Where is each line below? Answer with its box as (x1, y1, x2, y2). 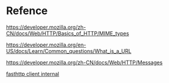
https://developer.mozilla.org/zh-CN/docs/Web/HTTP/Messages (6, 59, 163, 66)
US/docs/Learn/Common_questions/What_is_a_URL (6, 47, 131, 54)
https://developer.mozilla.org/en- (6, 41, 87, 48)
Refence (6, 4, 48, 18)
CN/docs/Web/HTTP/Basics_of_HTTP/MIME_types (6, 29, 130, 36)
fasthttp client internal (6, 70, 59, 77)
